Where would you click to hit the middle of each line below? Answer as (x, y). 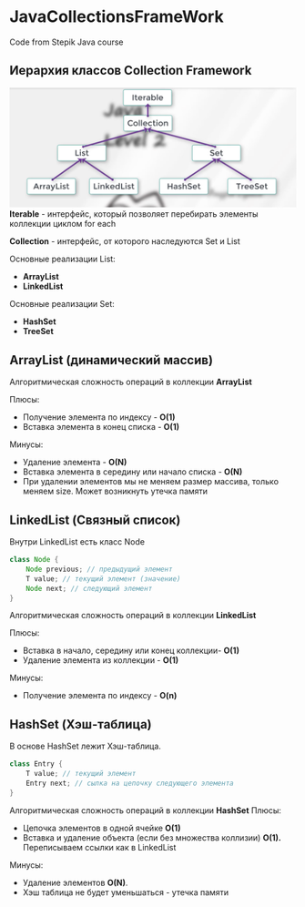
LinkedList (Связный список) (95, 520)
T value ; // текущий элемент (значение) (103, 579)
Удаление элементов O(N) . (75, 882)
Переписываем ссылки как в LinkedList (99, 847)
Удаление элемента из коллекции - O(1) (101, 660)
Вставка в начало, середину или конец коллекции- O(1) (131, 651)
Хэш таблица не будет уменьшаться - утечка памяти (126, 892)
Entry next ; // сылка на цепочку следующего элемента (130, 783)
